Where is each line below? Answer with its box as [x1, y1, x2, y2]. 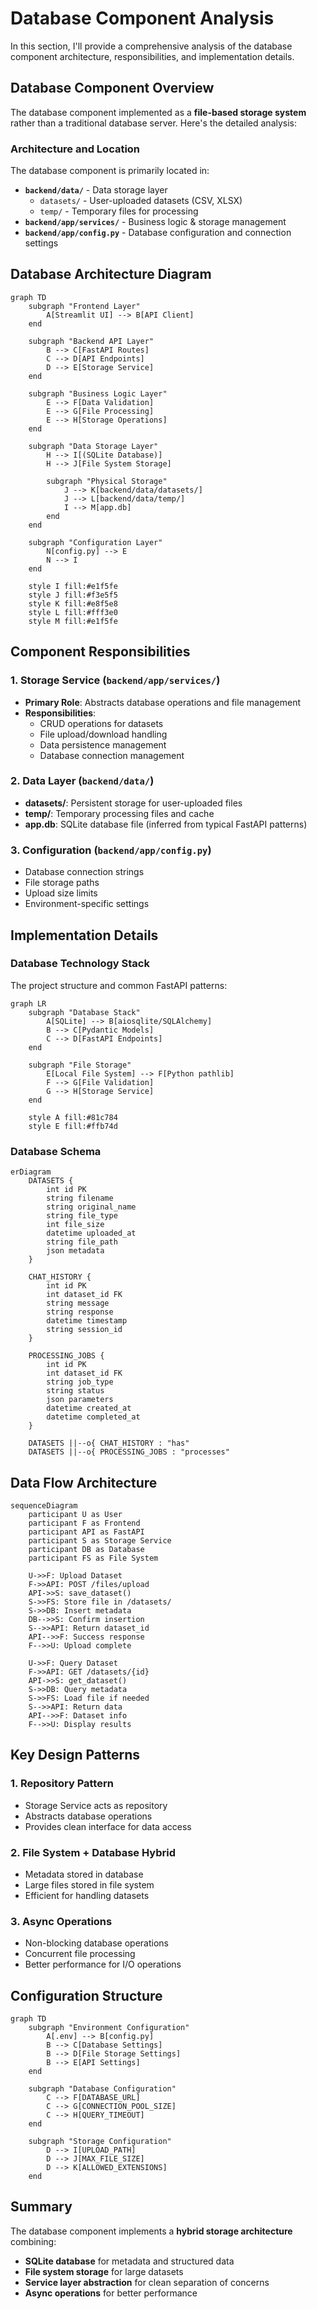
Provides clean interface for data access [24, 1820, 192, 1832]
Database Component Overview [10, 80, 215, 97]
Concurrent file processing [24, 1948, 136, 1960]
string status [46, 1386, 105, 1396]
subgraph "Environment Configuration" [28, 2023, 190, 2033]
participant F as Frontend [28, 1518, 141, 1528]
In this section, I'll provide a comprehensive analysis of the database [10, 40, 293, 52]
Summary [10, 2198, 73, 2216]
